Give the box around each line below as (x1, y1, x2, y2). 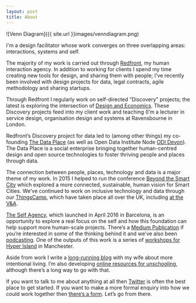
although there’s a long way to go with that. (6, 266, 110, 274)
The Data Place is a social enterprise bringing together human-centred (6, 145, 177, 152)
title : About (6, 14, 38, 20)
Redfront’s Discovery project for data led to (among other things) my (6, 132, 171, 139)
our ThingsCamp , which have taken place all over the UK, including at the (6, 194, 184, 201)
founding (6, 138, 28, 145)
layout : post (6, 8, 38, 15)
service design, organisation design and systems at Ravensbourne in (6, 114, 173, 121)
